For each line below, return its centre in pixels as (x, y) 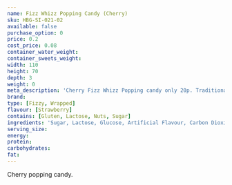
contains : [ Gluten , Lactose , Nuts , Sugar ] (69, 116)
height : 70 (23, 71)
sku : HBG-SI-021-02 (35, 20)
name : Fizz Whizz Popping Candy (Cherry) (68, 13)
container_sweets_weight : (44, 59)
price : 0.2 (23, 39)
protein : (20, 142)
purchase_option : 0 (35, 33)
